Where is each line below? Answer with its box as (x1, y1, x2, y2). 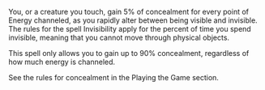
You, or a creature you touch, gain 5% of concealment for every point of (8, 7, 250, 16)
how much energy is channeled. (8, 57, 116, 66)
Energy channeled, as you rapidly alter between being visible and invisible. (8, 15, 258, 25)
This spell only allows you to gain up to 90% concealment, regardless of (8, 49, 250, 58)
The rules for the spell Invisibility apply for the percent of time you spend (8, 24, 251, 33)
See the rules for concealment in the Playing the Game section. (8, 73, 219, 82)
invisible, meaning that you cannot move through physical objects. (8, 32, 229, 42)
